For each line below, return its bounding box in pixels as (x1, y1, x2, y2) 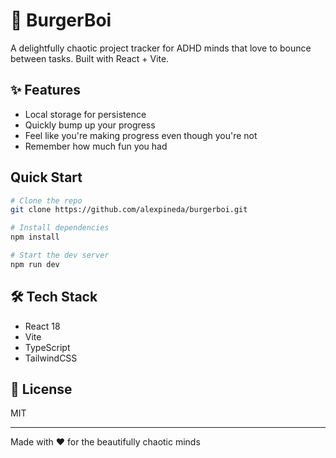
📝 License (10, 381, 73, 398)
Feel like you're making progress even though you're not (24, 129, 258, 141)
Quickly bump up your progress (24, 119, 156, 131)
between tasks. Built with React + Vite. (10, 52, 170, 64)
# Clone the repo (10, 195, 83, 206)
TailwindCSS (24, 352, 78, 364)
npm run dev (10, 259, 60, 269)
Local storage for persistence (24, 108, 147, 120)
